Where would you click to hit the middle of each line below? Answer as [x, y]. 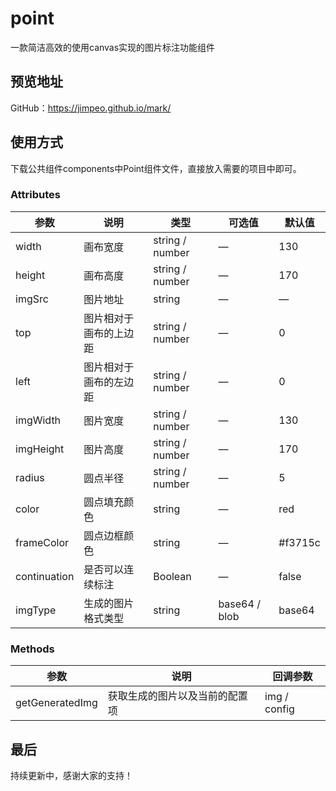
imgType [36, 610]
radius [30, 477]
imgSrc [32, 299]
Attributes [35, 195]
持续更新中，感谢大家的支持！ [71, 775]
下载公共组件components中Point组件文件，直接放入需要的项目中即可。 [156, 168]
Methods [32, 649]
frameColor [42, 542]
